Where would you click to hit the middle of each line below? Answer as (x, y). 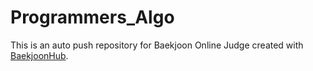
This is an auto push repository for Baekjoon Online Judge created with (157, 45)
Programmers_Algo (92, 17)
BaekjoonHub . (39, 55)
